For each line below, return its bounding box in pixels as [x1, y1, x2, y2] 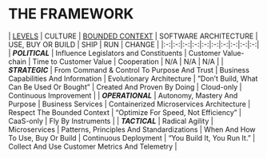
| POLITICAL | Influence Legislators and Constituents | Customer [8, 48, 221, 58]
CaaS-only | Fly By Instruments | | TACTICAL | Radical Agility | [8, 116, 213, 125]
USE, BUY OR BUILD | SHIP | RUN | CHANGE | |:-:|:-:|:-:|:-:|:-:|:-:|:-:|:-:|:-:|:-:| [8, 39, 260, 49]
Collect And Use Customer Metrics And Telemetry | [8, 141, 177, 151]
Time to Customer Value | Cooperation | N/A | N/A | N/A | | [32, 57, 224, 66]
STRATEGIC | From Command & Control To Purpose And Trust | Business [8, 65, 250, 74]
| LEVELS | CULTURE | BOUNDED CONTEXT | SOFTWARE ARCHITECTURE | [8, 31, 258, 41]
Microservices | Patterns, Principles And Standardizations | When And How [8, 125, 256, 134]
